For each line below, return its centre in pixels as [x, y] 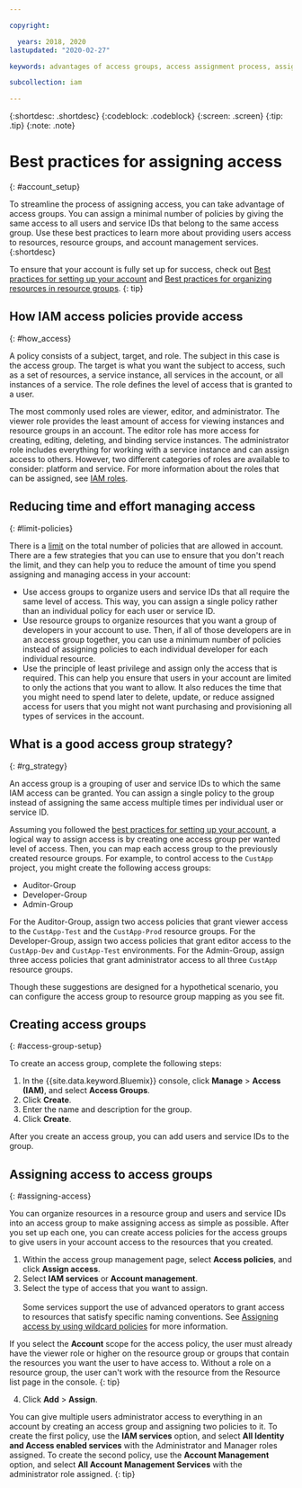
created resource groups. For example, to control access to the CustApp [142, 858]
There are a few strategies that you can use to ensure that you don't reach [147, 555]
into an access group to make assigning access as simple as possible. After [149, 1223]
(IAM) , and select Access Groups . [86, 1091]
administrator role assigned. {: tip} [72, 1475]
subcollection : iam [46, 83]
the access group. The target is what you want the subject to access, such [147, 365]
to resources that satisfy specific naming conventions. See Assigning [150, 1317]
